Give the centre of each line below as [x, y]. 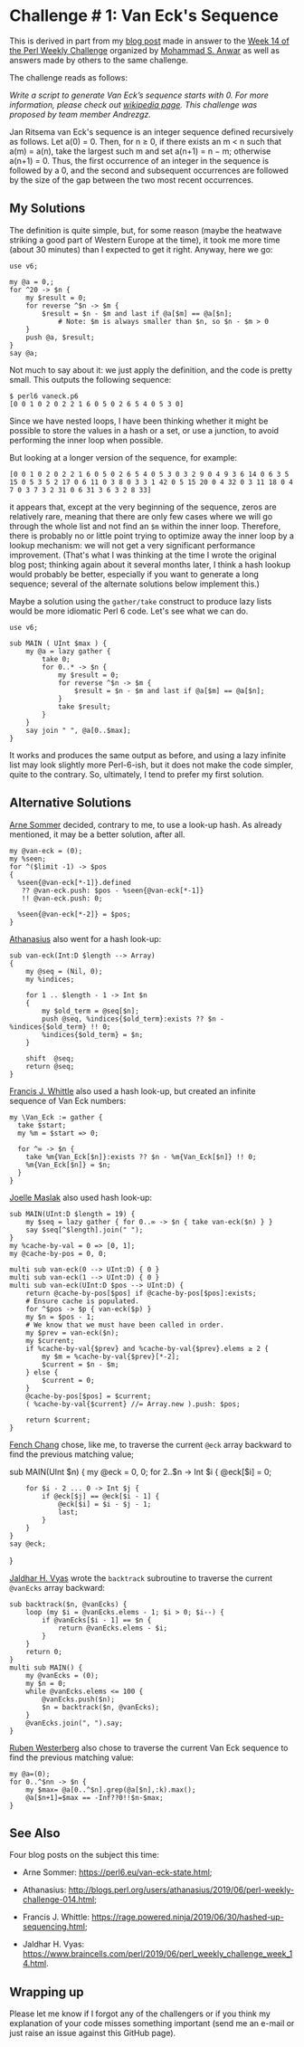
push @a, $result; [60, 337]
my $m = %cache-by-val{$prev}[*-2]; [111, 1357]
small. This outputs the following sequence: [90, 379]
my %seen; [28, 859]
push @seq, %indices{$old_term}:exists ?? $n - [133, 1019]
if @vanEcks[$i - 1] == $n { [97, 1620]
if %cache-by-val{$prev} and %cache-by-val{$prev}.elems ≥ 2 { [147, 1348]
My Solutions [47, 209]
